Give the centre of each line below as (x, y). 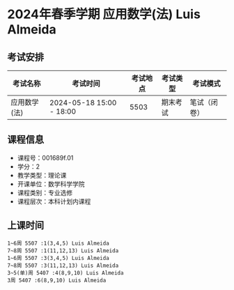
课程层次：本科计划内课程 (54, 201)
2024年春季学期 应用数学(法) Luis (104, 14)
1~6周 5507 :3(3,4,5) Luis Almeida (58, 258)
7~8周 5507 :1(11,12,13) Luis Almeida (63, 251)
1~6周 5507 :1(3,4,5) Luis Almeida (58, 243)
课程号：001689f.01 (45, 158)
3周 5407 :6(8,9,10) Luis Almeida (57, 280)
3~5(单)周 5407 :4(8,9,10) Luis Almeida (65, 273)
